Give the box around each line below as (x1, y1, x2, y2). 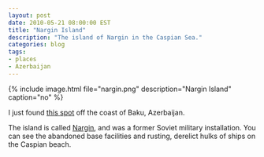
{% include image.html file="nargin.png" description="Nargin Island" (8, 84, 232, 93)
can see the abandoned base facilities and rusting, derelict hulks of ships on (8, 131, 256, 141)
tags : (8, 48, 26, 56)
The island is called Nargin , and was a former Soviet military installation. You (8, 122, 256, 132)
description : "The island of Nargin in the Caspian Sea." (8, 33, 203, 42)
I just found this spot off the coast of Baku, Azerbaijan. (8, 108, 185, 117)
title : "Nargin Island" (8, 26, 87, 34)
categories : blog (8, 41, 65, 49)
